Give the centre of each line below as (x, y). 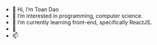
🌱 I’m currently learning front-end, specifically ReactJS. (82, 22)
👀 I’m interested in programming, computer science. (78, 16)
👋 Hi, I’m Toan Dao (35, 9)
